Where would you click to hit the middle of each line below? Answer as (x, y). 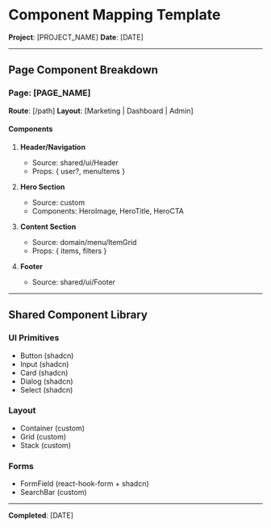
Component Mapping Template (115, 15)
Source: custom (58, 202)
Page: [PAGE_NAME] (50, 93)
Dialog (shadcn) (47, 381)
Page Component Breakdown (83, 70)
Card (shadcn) (44, 372)
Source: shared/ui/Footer (73, 282)
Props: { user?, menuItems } (79, 171)
